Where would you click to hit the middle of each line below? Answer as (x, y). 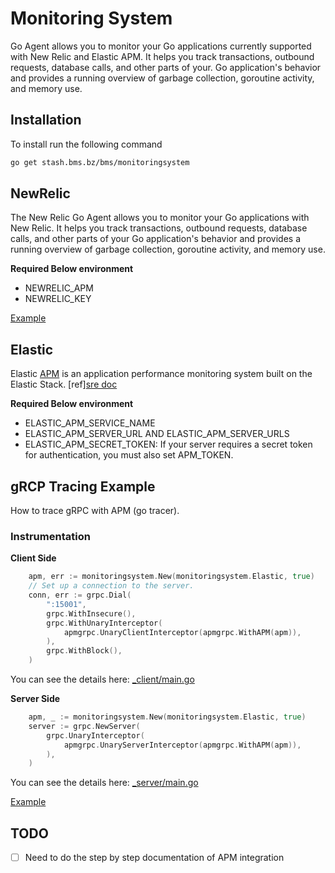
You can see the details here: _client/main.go (102, 679)
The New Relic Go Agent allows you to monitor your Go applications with (160, 218)
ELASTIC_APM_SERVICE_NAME (90, 423)
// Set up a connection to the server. (111, 586)
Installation (46, 120)
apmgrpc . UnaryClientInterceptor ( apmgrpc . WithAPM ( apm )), (182, 632)
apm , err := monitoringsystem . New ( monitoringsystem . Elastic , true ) (171, 577)
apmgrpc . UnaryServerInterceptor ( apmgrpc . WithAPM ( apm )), (182, 745)
